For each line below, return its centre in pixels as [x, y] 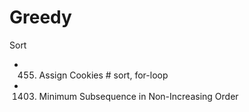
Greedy [40, 17]
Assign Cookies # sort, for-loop [103, 75]
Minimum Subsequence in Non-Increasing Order [138, 96]
